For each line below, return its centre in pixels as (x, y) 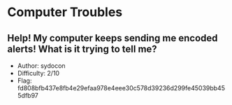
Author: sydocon (41, 66)
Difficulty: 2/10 (38, 73)
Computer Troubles (65, 12)
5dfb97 (28, 96)
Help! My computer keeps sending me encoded (113, 38)
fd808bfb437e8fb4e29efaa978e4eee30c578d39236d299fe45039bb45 (121, 88)
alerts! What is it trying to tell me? (82, 49)
